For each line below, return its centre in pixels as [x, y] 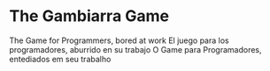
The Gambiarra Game [89, 16]
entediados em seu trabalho [60, 59]
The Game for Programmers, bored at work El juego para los [119, 40]
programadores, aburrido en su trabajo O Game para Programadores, [136, 49]
